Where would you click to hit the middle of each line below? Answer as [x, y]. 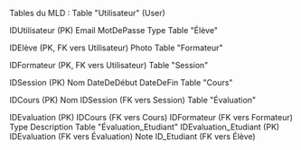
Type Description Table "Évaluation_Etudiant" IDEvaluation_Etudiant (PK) [145, 127]
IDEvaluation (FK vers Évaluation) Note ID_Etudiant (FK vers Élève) [132, 137]
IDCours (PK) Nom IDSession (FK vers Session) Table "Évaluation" [133, 100]
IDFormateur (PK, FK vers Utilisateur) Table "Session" [109, 65]
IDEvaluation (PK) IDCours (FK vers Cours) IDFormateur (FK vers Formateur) [151, 117]
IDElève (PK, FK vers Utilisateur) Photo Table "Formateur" [116, 48]
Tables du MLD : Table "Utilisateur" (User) [87, 13]
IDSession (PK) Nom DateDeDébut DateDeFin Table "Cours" [121, 83]
